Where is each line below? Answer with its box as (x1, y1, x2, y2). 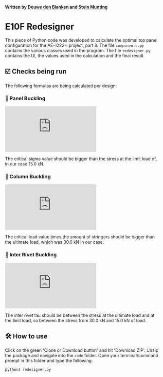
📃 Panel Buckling (5, 95, 46, 102)
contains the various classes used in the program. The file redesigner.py (5, 47, 151, 53)
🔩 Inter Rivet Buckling (5, 251, 57, 258)
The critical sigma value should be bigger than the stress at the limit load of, (5, 156, 157, 162)
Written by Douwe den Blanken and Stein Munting (5, 4, 108, 10)
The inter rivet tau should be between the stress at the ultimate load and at (5, 312, 155, 318)
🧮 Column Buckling (5, 173, 51, 180)
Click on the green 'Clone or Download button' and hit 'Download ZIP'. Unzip (5, 347, 159, 353)
